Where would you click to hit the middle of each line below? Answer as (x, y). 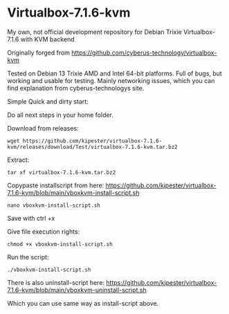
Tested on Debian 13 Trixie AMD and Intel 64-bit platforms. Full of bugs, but (115, 73)
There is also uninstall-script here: (56, 282)
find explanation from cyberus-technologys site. (76, 88)
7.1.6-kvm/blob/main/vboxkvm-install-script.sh (73, 192)
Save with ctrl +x (31, 218)
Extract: (18, 160)
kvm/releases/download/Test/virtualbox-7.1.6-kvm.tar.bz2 (92, 147)
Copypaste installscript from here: (56, 185)
